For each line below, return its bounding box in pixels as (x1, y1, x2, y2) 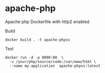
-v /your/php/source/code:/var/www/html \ (9, 59, 96, 64)
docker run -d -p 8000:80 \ (5, 55, 64, 60)
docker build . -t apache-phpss (5, 37, 70, 42)
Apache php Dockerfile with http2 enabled (5, 19, 90, 24)
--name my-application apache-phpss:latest (9, 63, 101, 68)
